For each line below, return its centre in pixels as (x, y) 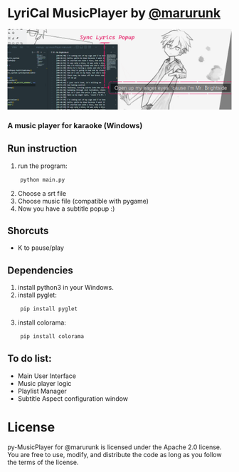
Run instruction (42, 148)
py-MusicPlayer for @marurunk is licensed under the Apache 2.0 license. (115, 447)
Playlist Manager (42, 391)
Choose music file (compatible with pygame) (83, 201)
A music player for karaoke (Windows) (75, 125)
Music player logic (44, 383)
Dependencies (40, 270)
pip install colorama (52, 337)
